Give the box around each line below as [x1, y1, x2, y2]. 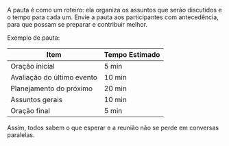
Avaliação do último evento [10, 73, 98, 82]
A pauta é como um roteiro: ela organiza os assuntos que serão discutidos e [7, 6, 222, 14]
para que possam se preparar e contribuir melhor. [7, 21, 148, 28]
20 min [104, 84, 127, 93]
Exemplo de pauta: [7, 34, 60, 42]
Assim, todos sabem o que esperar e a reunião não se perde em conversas [7, 123, 219, 132]
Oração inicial [10, 62, 55, 71]
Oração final [10, 106, 50, 115]
